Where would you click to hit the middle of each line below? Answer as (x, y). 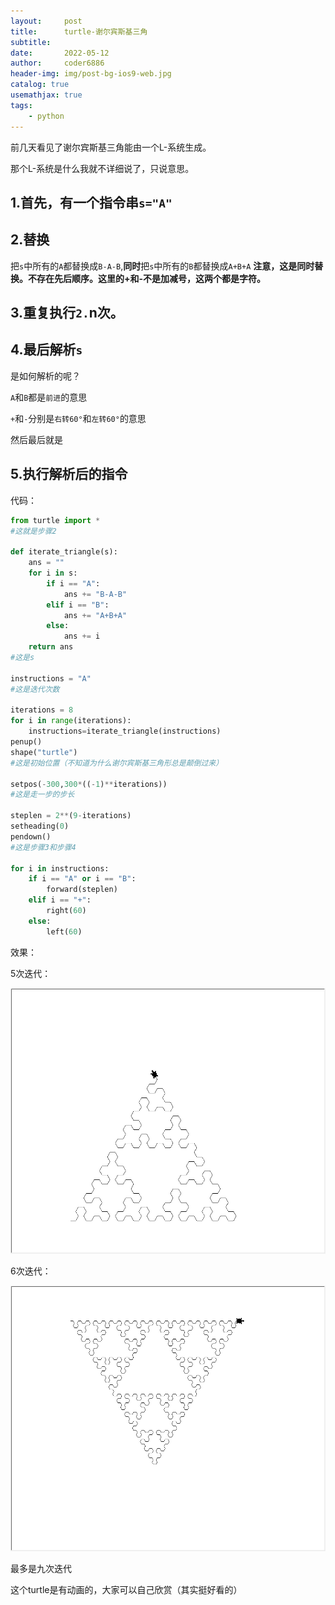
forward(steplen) (82, 890)
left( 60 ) (64, 931)
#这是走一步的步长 (42, 795)
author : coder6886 (57, 63)
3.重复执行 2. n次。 (67, 313)
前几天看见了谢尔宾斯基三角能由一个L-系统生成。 (111, 147)
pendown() (31, 836)
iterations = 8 (42, 710)
